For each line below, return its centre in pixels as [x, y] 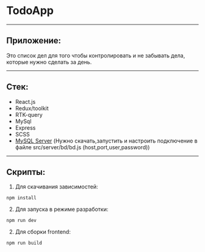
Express [25, 128]
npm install [21, 198]
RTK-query [29, 114]
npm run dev [21, 221]
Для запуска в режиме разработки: [62, 209]
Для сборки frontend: [43, 232]
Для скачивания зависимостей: [56, 187]
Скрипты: [26, 172]
